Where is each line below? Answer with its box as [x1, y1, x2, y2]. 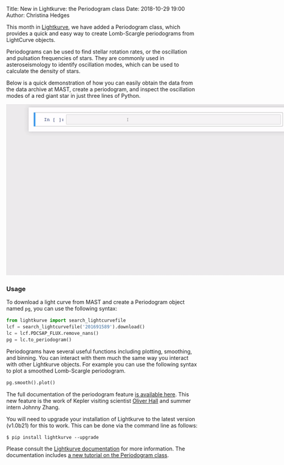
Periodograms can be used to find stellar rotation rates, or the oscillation [6, 48, 188, 55]
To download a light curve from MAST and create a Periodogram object [6, 298, 185, 306]
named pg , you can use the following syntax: [6, 305, 117, 312]
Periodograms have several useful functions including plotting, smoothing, [6, 348, 192, 355]
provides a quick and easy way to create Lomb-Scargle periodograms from [6, 30, 194, 37]
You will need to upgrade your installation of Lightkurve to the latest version [6, 415, 195, 422]
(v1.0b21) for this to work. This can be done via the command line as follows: [6, 422, 198, 429]
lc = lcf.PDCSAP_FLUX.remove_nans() [6, 331, 99, 337]
